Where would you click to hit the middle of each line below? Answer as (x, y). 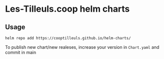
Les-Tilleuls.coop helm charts (67, 9)
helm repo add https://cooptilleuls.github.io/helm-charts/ (68, 38)
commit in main (21, 52)
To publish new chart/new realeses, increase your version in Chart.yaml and (82, 47)
